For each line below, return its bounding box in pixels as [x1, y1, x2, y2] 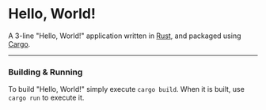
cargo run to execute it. [8, 93, 85, 103]
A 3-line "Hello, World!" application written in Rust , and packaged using [8, 31, 241, 40]
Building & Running [8, 66, 83, 78]
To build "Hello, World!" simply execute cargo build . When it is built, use [8, 85, 245, 94]
